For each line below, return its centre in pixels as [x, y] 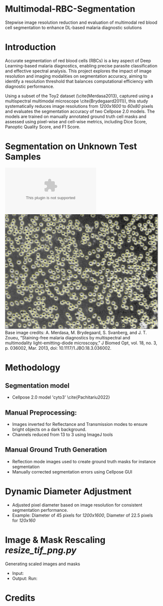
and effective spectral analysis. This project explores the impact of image [78, 71]
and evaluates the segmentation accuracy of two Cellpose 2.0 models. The [80, 111]
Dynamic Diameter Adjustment [68, 492]
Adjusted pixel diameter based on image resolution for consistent [77, 505]
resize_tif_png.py [41, 550]
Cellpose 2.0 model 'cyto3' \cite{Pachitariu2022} [61, 397]
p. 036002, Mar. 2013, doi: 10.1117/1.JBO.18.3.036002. [58, 348]
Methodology [33, 368]
